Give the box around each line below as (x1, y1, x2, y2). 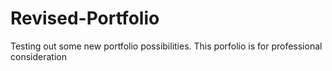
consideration (10, 50, 67, 62)
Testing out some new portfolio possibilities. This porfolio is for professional (10, 40, 323, 52)
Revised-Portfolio (10, 7, 160, 30)
